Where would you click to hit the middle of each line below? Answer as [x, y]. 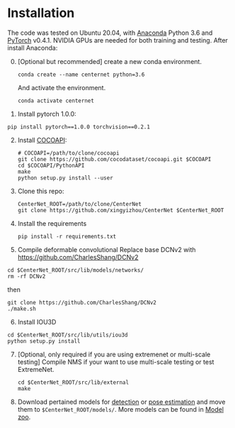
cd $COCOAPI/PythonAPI [51, 165]
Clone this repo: [41, 191]
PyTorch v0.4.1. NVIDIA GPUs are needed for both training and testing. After [118, 40]
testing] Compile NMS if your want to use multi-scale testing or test [116, 362]
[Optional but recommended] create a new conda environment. [109, 61]
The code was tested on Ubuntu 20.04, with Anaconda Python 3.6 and [110, 33]
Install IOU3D [37, 322]
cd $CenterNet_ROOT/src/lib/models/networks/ [75, 270]
